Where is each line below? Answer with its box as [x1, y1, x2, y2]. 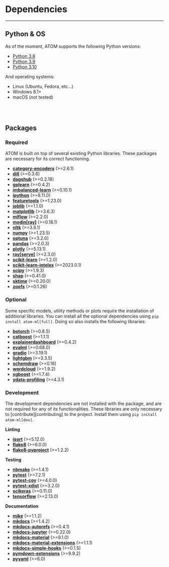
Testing [5, 457, 22, 463]
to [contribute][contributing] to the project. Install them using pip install [5, 411, 157, 418]
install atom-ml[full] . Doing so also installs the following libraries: [5, 318, 146, 324]
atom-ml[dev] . [5, 417, 34, 423]
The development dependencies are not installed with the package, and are [5, 400, 162, 407]
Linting [5, 427, 20, 433]
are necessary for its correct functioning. [5, 156, 91, 162]
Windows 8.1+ [12, 88, 42, 94]
